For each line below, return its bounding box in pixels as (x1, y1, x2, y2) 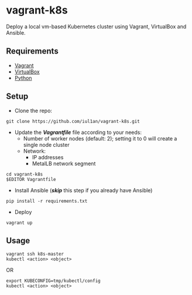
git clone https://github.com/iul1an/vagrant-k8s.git (6, 118, 140, 124)
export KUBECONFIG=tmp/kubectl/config (6, 278, 101, 284)
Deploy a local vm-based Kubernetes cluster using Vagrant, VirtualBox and (6, 23, 187, 30)
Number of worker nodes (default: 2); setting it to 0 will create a (23, 135, 177, 142)
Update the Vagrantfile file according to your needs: (14, 129, 142, 136)
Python (14, 74, 32, 81)
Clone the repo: (14, 107, 53, 114)
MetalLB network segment (32, 160, 96, 167)
